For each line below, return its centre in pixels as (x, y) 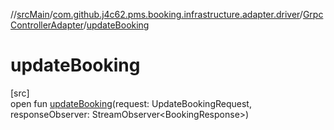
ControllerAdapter (47, 25)
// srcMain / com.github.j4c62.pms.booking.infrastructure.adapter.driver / (156, 14)
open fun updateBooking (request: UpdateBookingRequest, (131, 103)
